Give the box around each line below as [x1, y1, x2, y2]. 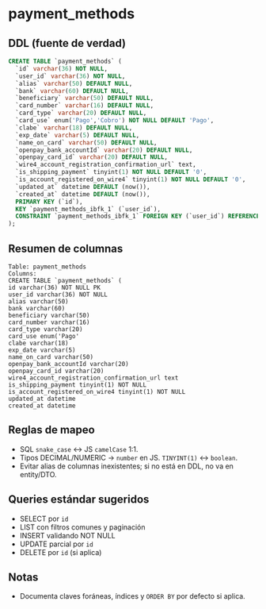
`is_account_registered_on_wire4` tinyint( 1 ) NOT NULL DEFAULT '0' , [15, 175, 246, 183]
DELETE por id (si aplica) [19, 547, 102, 557]
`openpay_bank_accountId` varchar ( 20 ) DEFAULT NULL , [15, 146, 193, 154]
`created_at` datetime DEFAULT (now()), [15, 190, 150, 199]
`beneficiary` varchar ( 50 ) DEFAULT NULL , [15, 94, 154, 102]
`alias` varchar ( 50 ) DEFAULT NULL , [15, 79, 133, 87]
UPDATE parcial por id [19, 539, 93, 549]
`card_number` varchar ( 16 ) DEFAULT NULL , [15, 102, 154, 110]
